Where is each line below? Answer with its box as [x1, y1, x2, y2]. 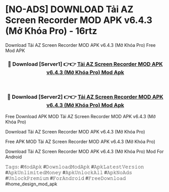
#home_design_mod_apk [5, 181, 57, 187]
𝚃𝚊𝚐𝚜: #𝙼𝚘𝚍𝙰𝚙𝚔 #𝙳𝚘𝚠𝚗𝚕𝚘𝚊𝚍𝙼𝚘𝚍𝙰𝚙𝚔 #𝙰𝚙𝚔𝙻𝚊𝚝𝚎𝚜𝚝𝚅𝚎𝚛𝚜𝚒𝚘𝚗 [5, 163, 145, 170]
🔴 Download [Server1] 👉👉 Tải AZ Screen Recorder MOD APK [7, 60, 163, 67]
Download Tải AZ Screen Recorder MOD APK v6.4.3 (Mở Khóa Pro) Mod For [5, 148, 164, 154]
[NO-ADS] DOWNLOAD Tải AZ [5, 4, 133, 15]
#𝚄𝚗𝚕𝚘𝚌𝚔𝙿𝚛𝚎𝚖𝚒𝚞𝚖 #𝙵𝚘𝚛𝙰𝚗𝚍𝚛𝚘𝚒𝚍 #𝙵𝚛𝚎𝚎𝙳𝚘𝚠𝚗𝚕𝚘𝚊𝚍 [5, 175, 126, 181]
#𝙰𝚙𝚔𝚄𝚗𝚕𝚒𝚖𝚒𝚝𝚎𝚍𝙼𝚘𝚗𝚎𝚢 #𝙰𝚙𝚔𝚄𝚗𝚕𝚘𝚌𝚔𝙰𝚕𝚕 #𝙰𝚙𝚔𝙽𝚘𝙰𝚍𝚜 [5, 169, 132, 175]
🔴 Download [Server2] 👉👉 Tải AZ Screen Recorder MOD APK [7, 93, 163, 100]
